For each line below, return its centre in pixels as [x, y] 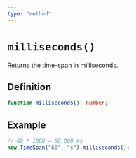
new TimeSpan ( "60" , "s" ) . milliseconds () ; [69, 148]
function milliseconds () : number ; [58, 103]
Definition [29, 87]
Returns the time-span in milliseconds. [63, 65]
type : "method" [29, 14]
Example [27, 125]
